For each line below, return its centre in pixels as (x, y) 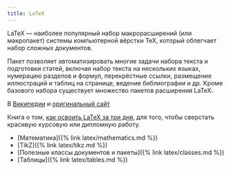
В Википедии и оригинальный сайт (59, 103)
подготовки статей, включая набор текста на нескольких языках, (104, 68)
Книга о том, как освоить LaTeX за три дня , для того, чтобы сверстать (111, 117)
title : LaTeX (26, 13)
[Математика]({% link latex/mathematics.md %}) (87, 138)
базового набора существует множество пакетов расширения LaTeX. (110, 90)
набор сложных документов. (50, 47)
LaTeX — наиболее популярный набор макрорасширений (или (100, 33)
